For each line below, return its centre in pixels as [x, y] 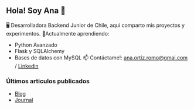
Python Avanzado [36, 45]
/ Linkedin [27, 66]
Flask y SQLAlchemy [40, 51]
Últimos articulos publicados [48, 81]
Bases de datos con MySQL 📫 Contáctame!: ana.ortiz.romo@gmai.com [101, 57]
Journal [24, 100]
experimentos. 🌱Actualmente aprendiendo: [58, 33]
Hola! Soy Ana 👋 [36, 11]
